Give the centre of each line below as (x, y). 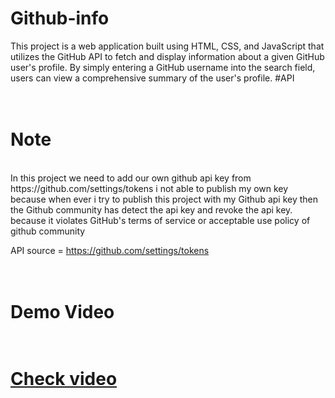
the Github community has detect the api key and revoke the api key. (151, 209)
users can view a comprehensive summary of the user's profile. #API (152, 78)
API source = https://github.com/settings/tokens (110, 250)
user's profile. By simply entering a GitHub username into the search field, (163, 67)
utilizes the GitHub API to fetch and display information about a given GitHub (167, 56)
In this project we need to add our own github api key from (131, 178)
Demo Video (62, 312)
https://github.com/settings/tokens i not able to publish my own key (149, 188)
